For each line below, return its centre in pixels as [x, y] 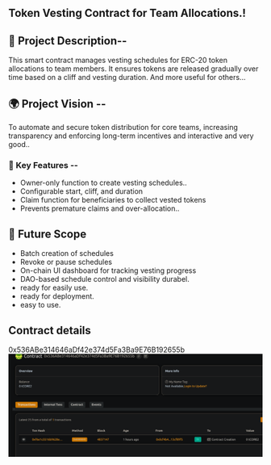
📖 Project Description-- [68, 41]
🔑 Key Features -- [43, 165]
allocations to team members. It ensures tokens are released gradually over [133, 69]
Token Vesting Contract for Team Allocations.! [127, 13]
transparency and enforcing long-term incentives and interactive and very [131, 136]
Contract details [50, 330]
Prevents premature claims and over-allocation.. [100, 208]
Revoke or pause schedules [66, 262]
